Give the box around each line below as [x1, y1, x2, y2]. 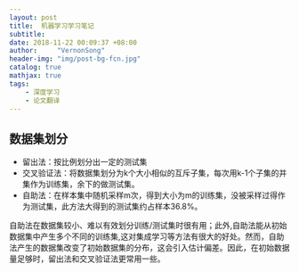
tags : [9, 79, 29, 88]
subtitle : [9, 29, 46, 38]
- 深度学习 [25, 87, 61, 96]
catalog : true [9, 63, 62, 72]
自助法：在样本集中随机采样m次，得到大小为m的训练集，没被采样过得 [21, 190, 279, 201]
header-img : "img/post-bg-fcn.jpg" [9, 54, 141, 63]
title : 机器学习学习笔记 [9, 21, 95, 30]
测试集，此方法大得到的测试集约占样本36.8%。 [29, 202, 203, 212]
